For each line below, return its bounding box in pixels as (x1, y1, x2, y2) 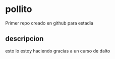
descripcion (5, 34, 44, 43)
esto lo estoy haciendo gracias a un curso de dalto (5, 47, 110, 53)
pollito (5, 3, 32, 15)
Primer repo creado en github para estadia (5, 20, 94, 26)
